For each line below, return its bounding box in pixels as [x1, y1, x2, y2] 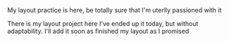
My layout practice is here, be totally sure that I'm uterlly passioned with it [7, 6, 222, 14]
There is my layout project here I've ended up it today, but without [7, 20, 199, 27]
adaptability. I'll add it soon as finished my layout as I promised [7, 27, 190, 35]
